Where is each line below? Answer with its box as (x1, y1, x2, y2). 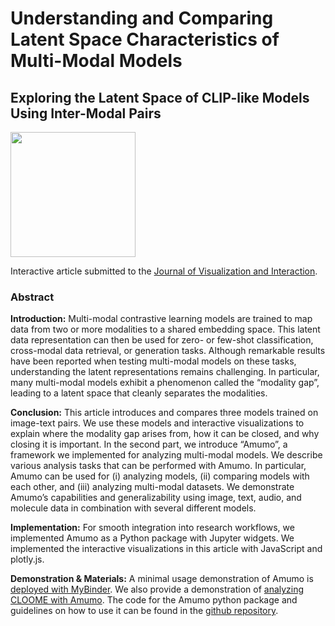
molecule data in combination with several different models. (10, 502, 257, 514)
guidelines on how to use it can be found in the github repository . (10, 605, 279, 617)
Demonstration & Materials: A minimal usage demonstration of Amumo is (10, 573, 314, 585)
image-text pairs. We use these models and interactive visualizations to (10, 417, 305, 429)
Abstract (10, 290, 55, 304)
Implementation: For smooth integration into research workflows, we (10, 522, 295, 534)
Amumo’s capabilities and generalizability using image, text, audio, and (10, 492, 302, 504)
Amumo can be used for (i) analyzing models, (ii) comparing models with (10, 470, 310, 482)
